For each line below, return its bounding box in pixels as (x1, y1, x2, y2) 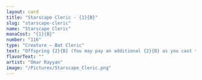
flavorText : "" (6, 54, 44, 60)
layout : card (6, 8, 39, 15)
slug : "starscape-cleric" (6, 20, 71, 26)
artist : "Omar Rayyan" (6, 59, 63, 65)
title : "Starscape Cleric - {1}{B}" (6, 14, 98, 20)
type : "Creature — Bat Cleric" (6, 43, 85, 49)
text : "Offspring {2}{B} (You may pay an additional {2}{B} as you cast (6, 48, 192, 54)
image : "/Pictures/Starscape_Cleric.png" (6, 64, 112, 71)
